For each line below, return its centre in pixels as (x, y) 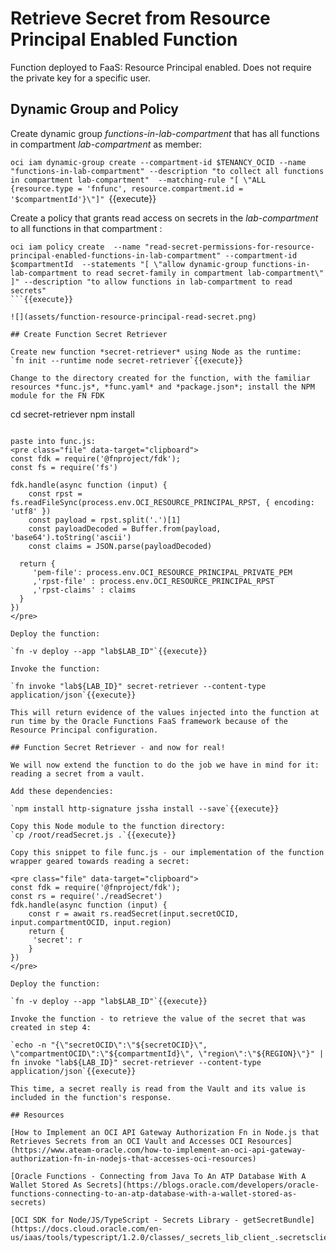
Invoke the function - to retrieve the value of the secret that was (158, 1018)
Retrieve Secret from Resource (140, 18)
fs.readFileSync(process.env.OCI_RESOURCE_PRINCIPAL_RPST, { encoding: (162, 502)
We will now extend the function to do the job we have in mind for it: (165, 765)
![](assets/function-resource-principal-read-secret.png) (133, 317)
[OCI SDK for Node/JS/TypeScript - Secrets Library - (125, 1220)
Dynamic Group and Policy (95, 109)
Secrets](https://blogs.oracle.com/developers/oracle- (203, 1185)
